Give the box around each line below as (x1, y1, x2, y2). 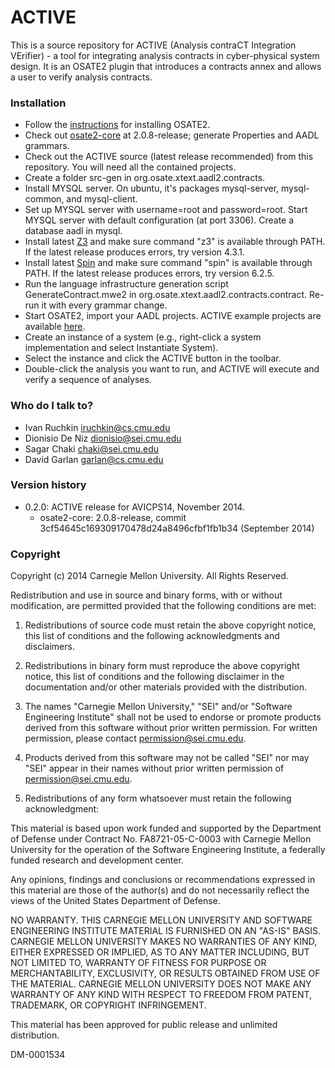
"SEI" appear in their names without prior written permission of (24, 762, 285, 775)
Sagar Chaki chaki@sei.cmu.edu (24, 442, 159, 455)
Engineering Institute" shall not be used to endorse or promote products (24, 711, 322, 723)
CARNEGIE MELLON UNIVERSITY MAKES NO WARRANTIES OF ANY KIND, (10, 936, 318, 948)
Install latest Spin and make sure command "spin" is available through (24, 257, 313, 269)
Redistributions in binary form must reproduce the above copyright (24, 660, 300, 672)
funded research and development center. (10, 854, 184, 866)
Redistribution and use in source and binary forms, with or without (10, 589, 283, 601)
